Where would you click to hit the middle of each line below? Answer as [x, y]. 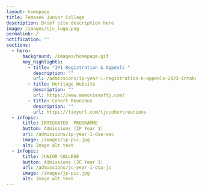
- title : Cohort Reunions [60, 101]
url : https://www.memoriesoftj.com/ [79, 95]
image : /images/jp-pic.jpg [56, 173]
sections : [19, 46]
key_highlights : [42, 62]
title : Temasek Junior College [45, 17]
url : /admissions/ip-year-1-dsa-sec [68, 134]
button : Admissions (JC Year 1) [63, 162]
